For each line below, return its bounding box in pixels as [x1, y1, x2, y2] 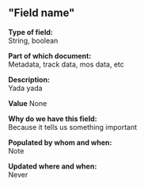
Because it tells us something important [8, 122, 138, 131]
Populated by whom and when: [8, 138, 112, 147]
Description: [8, 74, 50, 84]
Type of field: [8, 27, 53, 36]
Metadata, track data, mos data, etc [8, 59, 124, 69]
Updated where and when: [8, 161, 97, 171]
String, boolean [8, 36, 59, 45]
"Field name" [8, 6, 75, 20]
